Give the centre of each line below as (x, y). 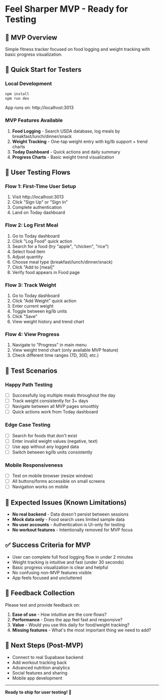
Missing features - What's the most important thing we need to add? (82, 630)
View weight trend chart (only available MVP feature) (65, 350)
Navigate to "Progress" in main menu (49, 345)
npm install (17, 94)
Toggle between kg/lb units (40, 311)
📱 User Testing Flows (38, 172)
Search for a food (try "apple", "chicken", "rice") (60, 246)
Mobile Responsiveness (34, 465)
